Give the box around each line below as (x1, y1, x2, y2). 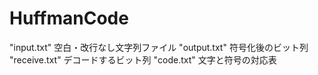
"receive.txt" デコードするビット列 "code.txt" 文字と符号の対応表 (9, 53, 277, 66)
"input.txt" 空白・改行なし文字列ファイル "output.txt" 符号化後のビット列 (9, 41, 309, 53)
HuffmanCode (9, 7, 129, 30)
